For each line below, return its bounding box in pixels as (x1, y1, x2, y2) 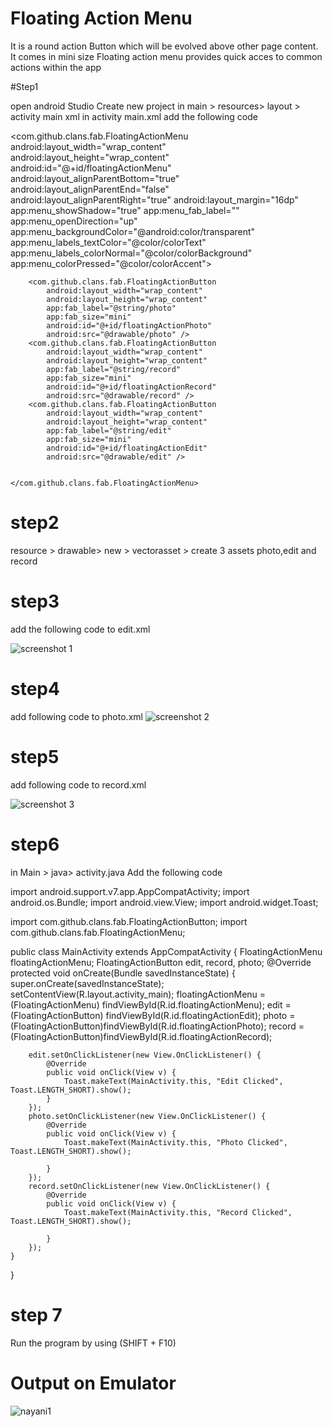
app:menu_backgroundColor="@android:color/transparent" (10, 225, 256, 237)
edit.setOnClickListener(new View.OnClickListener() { (28, 1050, 262, 1060)
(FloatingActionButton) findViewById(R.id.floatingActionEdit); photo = (10, 1009, 296, 1021)
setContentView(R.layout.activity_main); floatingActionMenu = (10, 988, 267, 1000)
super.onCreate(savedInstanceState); (10, 977, 165, 989)
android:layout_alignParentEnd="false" (10, 183, 170, 195)
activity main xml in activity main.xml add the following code (10, 110, 258, 122)
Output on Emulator (10, 1372, 177, 1394)
